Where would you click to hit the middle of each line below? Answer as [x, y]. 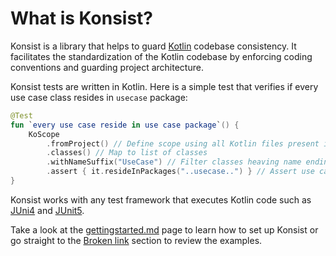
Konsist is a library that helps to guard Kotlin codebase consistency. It [153, 46]
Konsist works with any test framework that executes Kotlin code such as [161, 199]
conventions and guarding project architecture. [107, 67]
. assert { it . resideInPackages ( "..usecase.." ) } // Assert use [180, 172]
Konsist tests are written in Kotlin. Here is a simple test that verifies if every [164, 86]
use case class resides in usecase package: [99, 97]
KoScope [44, 134]
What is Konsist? [82, 18]
